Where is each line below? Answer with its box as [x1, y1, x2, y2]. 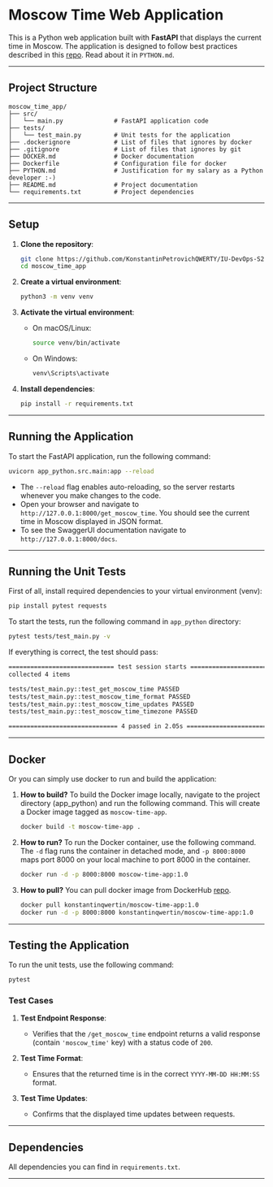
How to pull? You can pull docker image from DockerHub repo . [19, 885, 232, 895]
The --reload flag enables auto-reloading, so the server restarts [19, 482, 236, 492]
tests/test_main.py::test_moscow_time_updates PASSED [8, 700, 195, 708]
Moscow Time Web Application [8, 6, 224, 24]
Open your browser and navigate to [19, 499, 140, 509]
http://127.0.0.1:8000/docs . [19, 534, 118, 544]
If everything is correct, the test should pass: [8, 648, 158, 657]
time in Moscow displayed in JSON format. [19, 516, 164, 526]
